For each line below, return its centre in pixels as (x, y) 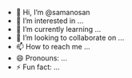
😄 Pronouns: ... (42, 58)
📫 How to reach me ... (53, 47)
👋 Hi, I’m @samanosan (53, 12)
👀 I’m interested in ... (50, 21)
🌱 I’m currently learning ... (58, 29)
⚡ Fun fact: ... (38, 67)
